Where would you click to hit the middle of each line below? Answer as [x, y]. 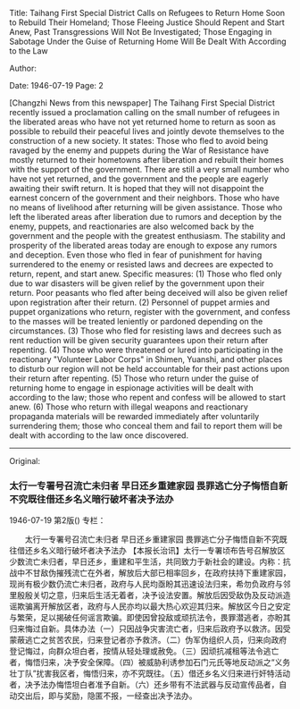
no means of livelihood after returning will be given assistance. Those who [146, 207]
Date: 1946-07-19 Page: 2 [57, 85]
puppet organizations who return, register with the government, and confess [150, 312]
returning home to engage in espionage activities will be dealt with [132, 388]
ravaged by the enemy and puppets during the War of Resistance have [139, 150]
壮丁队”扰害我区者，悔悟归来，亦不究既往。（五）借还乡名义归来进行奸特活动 [150, 673]
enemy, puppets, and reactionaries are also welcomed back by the [132, 226]
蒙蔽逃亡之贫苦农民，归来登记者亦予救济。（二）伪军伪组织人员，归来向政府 [148, 640]
